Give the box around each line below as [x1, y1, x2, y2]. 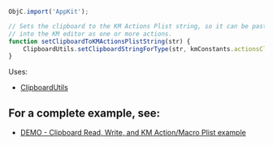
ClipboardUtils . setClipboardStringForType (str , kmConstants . [23, 45, 234, 53]
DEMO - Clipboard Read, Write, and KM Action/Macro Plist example [19, 128, 246, 138]
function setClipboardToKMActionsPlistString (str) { [8, 37, 191, 45]
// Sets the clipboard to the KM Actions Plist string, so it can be [8, 22, 249, 30]
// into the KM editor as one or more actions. [8, 29, 173, 38]
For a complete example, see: [8, 106, 161, 120]
